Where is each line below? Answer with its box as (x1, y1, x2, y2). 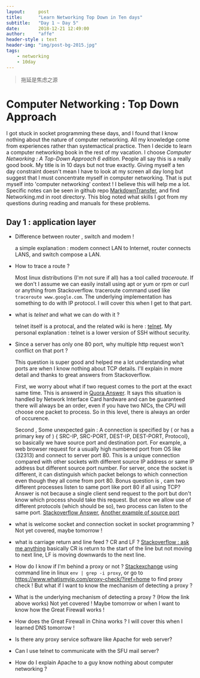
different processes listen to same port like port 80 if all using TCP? (14, 484, 181, 491)
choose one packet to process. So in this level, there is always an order (14, 408, 190, 416)
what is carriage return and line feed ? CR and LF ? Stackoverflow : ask (14, 539, 189, 546)
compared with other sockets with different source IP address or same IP (14, 458, 195, 466)
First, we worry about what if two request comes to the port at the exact (14, 383, 192, 390)
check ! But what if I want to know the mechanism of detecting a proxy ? (14, 582, 193, 589)
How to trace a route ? (14, 263, 70, 270)
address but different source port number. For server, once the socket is (14, 464, 193, 472)
